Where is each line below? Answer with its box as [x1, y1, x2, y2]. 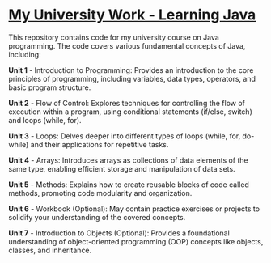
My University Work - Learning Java [8, 6, 256, 24]
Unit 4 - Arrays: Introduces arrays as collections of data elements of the [8, 155, 248, 165]
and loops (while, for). [8, 115, 83, 125]
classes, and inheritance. [8, 245, 92, 255]
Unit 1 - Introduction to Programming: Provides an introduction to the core [8, 65, 254, 74]
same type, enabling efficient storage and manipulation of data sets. [8, 163, 236, 173]
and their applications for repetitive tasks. [30, 139, 169, 149]
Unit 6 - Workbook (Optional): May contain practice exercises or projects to [8, 204, 260, 214]
